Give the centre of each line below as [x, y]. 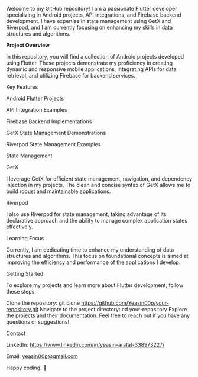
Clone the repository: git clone [43, 303]
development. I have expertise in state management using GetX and [89, 21]
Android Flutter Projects [35, 98]
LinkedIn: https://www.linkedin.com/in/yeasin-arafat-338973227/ [85, 345]
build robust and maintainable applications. [59, 191]
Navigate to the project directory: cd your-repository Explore [113, 309]
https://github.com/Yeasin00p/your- [125, 303]
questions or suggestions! [38, 322]
